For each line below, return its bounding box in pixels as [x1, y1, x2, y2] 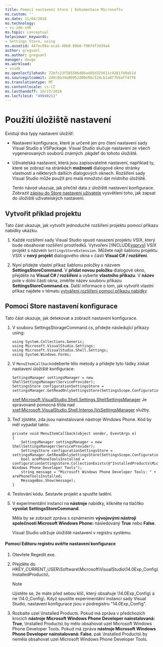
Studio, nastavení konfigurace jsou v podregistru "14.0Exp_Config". [12, 601, 147, 607]
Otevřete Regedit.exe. [12, 552, 56, 558]
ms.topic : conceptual [5, 30, 49, 35]
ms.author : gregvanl [5, 52, 47, 58]
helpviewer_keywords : [5, 35, 49, 40]
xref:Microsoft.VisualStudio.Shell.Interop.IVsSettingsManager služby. [12, 407, 150, 413]
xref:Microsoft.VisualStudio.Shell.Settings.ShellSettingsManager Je [12, 397, 147, 402]
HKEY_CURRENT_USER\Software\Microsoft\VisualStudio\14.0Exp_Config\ [12, 566, 159, 572]
